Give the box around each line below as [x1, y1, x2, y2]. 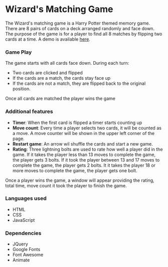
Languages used [5, 195, 47, 202]
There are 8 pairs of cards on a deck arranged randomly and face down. [5, 25, 154, 31]
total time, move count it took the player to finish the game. [5, 182, 127, 189]
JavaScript [12, 217, 35, 223]
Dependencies [5, 229, 42, 236]
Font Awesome [12, 252, 44, 258]
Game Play [5, 49, 32, 56]
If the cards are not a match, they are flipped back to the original [12, 80, 146, 86]
